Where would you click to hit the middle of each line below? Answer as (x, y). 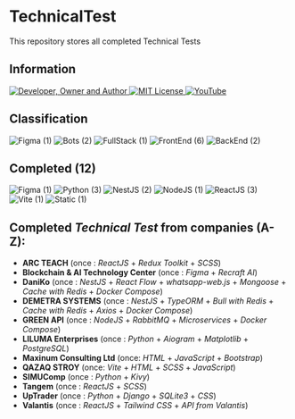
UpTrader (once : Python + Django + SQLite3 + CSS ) (119, 396)
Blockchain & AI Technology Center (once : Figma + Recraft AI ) (140, 272)
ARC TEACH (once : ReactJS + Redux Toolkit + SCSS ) (121, 263)
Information (43, 69)
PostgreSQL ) (45, 348)
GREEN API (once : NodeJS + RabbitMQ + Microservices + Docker (144, 320)
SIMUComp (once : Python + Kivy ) (86, 377)
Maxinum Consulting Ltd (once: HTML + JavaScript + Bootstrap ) (143, 358)
